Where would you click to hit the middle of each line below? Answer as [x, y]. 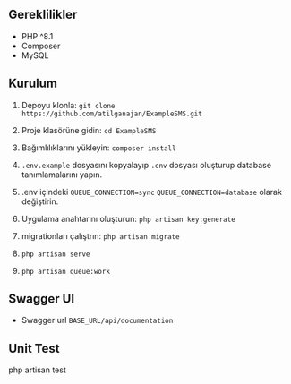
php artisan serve [56, 254]
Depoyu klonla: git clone [68, 105]
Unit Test [34, 348]
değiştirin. [40, 201]
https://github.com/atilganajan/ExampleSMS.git [111, 114]
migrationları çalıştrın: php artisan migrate [100, 235]
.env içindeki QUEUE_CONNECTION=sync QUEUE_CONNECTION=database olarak [152, 192]
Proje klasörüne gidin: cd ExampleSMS [89, 130]
